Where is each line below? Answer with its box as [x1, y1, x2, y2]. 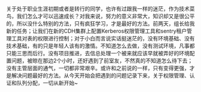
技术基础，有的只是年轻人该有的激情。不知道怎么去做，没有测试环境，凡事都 [6, 42, 195, 49]
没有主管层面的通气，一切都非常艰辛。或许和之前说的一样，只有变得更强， [6, 65, 190, 71]
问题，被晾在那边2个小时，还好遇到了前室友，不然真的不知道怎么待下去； [11, 57, 193, 64]
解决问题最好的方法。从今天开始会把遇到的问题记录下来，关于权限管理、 [11, 72, 190, 79]
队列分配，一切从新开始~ [16, 80, 78, 86]
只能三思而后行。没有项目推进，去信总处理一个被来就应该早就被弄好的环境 [6, 50, 190, 56]
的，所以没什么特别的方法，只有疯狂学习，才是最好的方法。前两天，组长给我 [6, 20, 195, 27]
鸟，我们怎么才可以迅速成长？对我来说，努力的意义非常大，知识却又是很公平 [6, 12, 195, 20]
